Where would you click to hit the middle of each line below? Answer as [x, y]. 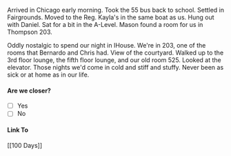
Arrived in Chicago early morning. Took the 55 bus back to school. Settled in [116, 10]
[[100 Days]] [25, 145]
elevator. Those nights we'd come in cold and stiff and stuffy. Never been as [115, 67]
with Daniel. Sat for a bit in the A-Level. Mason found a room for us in [105, 25]
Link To [18, 130]
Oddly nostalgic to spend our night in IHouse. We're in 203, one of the [107, 45]
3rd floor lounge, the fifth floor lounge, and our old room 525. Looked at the [114, 60]
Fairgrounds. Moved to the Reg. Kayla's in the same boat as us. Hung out [111, 17]
